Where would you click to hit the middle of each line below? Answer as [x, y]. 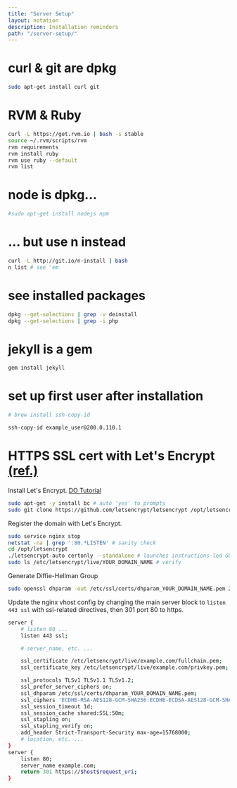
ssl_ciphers [38, 700]
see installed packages [77, 295]
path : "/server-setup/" [43, 33]
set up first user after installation [105, 396]
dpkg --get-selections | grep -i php [63, 321]
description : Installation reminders [63, 27]
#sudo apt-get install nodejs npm [59, 214]
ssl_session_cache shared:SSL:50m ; [73, 713]
